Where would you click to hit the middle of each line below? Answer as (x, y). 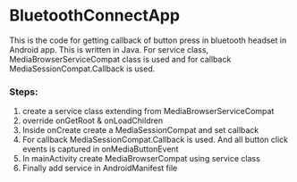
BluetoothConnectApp (95, 16)
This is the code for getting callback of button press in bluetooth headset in (148, 40)
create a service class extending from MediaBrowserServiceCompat (148, 112)
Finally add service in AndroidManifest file (100, 168)
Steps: (24, 92)
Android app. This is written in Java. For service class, (109, 49)
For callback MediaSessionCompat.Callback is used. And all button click (155, 140)
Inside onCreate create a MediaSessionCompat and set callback (140, 130)
